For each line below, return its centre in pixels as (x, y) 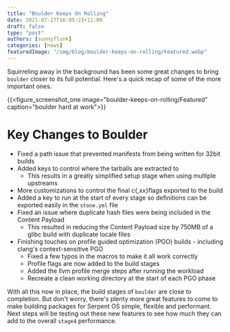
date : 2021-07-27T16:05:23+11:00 (55, 20)
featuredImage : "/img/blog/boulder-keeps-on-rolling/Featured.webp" (107, 52)
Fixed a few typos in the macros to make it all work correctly (113, 256)
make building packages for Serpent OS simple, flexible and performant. (109, 306)
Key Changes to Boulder (78, 135)
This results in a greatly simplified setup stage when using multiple (122, 176)
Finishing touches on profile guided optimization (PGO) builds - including (120, 241)
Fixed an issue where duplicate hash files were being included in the (114, 212)
